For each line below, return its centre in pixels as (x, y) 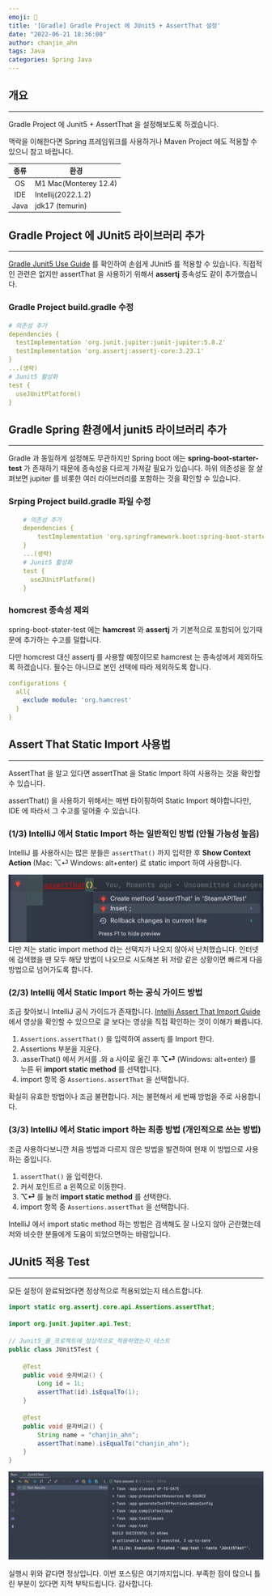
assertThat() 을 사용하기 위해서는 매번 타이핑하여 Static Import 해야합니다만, (130, 800)
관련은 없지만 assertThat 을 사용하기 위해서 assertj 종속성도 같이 (120, 274)
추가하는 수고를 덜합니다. (62, 639)
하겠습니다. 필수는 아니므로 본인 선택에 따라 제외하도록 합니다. (114, 667)
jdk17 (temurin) (61, 206)
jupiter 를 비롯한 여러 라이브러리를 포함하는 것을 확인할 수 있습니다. (135, 478)
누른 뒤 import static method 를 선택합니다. (91, 1069)
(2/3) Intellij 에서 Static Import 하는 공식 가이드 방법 (106, 993)
